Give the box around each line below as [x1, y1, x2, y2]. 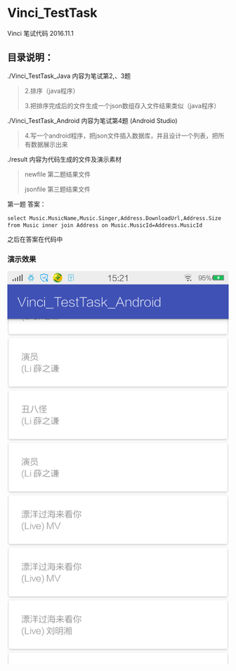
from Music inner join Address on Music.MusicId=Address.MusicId [7, 221, 202, 229]
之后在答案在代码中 [7, 235, 63, 243]
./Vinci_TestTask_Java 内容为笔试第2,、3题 [7, 72, 131, 80]
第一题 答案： [7, 200, 46, 208]
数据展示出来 [30, 140, 68, 148]
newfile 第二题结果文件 [24, 170, 91, 178]
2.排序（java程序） [24, 86, 79, 95]
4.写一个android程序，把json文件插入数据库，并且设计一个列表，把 [24, 131, 218, 140]
